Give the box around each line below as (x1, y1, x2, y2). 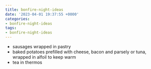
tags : (5, 26, 16, 31)
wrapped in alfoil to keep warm (12, 54, 76, 60)
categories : (5, 16, 30, 21)
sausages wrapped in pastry (12, 44, 71, 49)
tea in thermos (12, 60, 42, 65)
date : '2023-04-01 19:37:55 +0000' (5, 12, 79, 17)
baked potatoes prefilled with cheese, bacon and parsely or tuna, (12, 49, 147, 55)
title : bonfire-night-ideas (5, 7, 64, 12)
